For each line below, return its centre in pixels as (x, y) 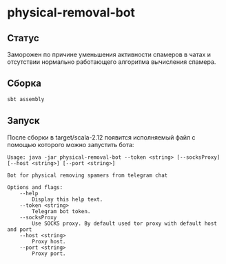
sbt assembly (26, 99)
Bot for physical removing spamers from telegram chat (88, 175)
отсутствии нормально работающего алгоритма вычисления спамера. (112, 62)
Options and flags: (35, 187)
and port (20, 229)
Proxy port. (49, 253)
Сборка (24, 84)
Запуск (23, 121)
